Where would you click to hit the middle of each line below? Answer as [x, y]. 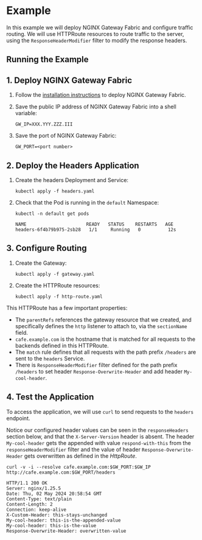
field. [22, 332]
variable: [26, 113]
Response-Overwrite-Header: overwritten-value [66, 531]
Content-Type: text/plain [39, 499]
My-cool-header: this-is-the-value [51, 525]
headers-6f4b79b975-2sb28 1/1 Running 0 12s [96, 230]
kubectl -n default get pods [52, 214]
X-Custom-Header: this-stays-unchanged [57, 515]
